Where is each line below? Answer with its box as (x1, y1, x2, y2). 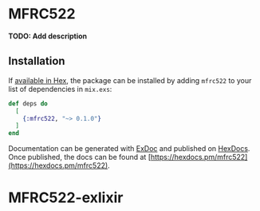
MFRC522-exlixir (8, 189, 124, 207)
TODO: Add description (8, 31, 88, 41)
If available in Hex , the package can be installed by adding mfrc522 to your (8, 75, 252, 85)
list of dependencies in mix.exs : (8, 84, 112, 94)
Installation (8, 54, 65, 68)
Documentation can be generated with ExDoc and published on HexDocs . (8, 144, 250, 153)
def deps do (8, 99, 48, 108)
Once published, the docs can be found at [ (8, 153, 152, 162)
